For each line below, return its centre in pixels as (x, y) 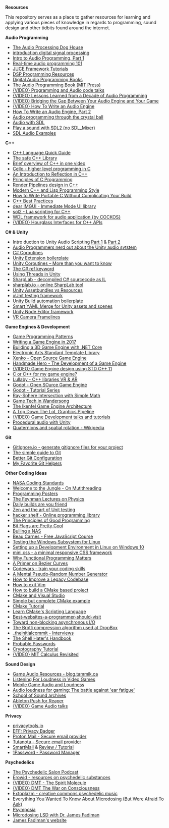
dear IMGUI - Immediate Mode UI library (54, 206)
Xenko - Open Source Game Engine (49, 358)
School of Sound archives (39, 695)
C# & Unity (17, 232)
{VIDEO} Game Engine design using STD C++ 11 (62, 369)
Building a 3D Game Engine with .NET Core (57, 347)
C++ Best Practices (33, 201)
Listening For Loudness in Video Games (54, 679)
